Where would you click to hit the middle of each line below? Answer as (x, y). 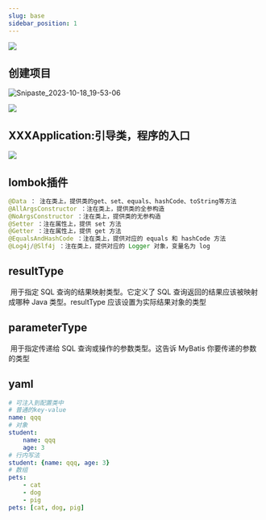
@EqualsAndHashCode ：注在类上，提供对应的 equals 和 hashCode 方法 (117, 239)
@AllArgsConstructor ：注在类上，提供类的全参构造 (87, 209)
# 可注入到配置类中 (36, 403)
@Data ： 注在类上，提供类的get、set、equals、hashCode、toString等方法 (123, 201)
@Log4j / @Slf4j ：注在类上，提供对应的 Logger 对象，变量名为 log (110, 247)
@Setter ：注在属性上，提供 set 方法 (65, 224)
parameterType (48, 328)
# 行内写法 (24, 455)
